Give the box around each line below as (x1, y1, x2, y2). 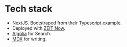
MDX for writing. (12, 36, 47, 42)
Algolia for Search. (12, 30, 52, 36)
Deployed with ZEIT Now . (12, 25, 66, 31)
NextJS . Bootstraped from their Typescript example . (12, 20, 122, 26)
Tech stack (5, 3, 53, 15)
